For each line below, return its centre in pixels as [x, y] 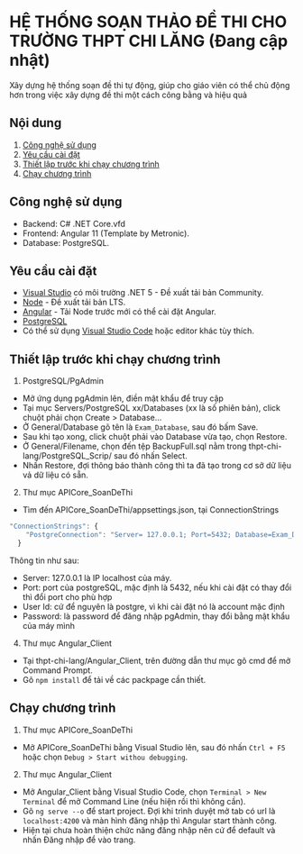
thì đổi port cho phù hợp [67, 596]
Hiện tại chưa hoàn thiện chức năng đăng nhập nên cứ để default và [149, 830]
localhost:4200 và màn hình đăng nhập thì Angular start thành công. [150, 820]
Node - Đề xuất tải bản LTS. [74, 302]
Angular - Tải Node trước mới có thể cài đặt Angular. [119, 312]
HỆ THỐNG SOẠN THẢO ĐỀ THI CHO [148, 22]
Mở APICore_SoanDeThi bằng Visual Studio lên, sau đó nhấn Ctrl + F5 [154, 747]
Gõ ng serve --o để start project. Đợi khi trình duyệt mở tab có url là [149, 811]
